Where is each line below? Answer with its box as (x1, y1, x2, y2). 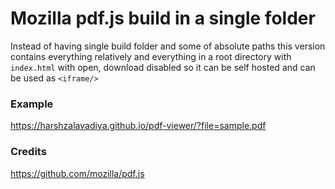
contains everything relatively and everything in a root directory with (10, 50, 292, 62)
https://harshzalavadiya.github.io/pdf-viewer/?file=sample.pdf (10, 120, 267, 132)
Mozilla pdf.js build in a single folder (10, 7, 316, 30)
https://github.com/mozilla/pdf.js (10, 167, 145, 179)
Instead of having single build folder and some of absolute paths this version (10, 40, 326, 52)
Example (10, 97, 54, 111)
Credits (10, 145, 47, 159)
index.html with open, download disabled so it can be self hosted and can (10, 61, 316, 73)
